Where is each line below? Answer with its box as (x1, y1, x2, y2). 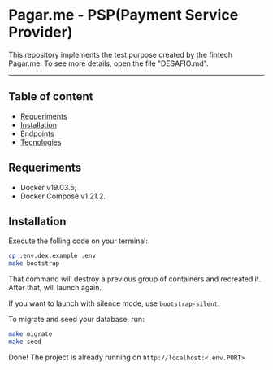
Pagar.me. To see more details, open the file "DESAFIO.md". (8, 59, 209, 68)
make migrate (8, 330, 53, 338)
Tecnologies (19, 137, 62, 147)
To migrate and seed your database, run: (8, 315, 145, 324)
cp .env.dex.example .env (8, 252, 96, 260)
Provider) (8, 23, 73, 41)
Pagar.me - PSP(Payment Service (8, 6, 239, 24)
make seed (8, 337, 42, 346)
